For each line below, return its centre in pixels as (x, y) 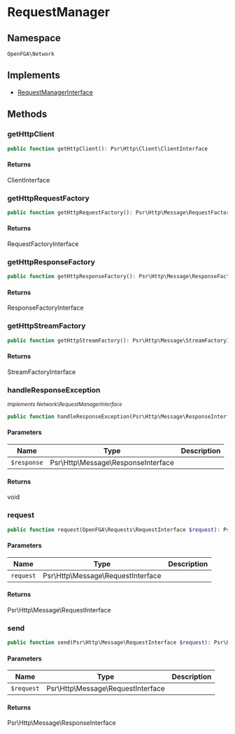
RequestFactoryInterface (43, 244)
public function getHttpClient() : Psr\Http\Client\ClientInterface (108, 149)
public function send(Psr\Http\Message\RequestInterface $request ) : (109, 643)
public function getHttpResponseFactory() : (72, 277)
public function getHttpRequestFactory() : (70, 213)
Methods (27, 114)
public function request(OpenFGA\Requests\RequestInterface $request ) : (114, 530)
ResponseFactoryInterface (45, 308)
